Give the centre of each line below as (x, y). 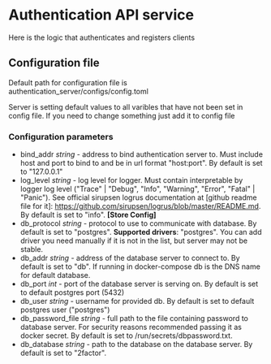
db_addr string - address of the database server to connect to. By (130, 258)
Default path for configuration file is (68, 82)
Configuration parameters (61, 136)
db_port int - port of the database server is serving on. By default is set (139, 284)
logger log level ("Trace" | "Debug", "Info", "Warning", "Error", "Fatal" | (138, 189)
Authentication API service (101, 15)
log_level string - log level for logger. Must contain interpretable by (131, 180)
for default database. (55, 275)
